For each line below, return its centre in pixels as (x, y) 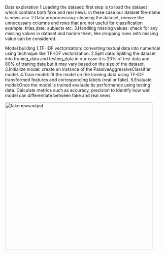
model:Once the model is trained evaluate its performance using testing (78, 85)
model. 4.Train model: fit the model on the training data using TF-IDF (75, 74)
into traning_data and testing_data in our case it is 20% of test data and (77, 59)
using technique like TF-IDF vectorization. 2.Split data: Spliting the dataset (81, 53)
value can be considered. (31, 39)
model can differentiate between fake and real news (58, 95)
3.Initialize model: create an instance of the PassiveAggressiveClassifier (78, 69)
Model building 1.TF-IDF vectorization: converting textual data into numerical (83, 48)
